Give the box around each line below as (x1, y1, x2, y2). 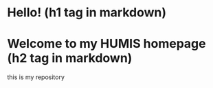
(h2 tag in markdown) (7, 50, 133, 66)
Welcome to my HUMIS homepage (7, 36, 206, 52)
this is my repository (7, 73, 65, 81)
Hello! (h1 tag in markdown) (7, 5, 167, 20)
